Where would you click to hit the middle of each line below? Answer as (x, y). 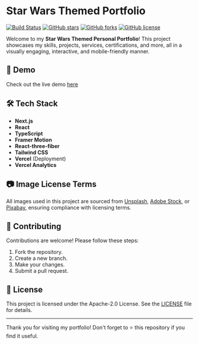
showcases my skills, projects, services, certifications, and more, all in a (94, 45)
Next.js (24, 121)
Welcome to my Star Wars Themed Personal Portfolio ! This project (88, 38)
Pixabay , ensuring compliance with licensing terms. (69, 208)
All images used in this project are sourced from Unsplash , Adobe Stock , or (98, 201)
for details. (19, 310)
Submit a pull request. (41, 271)
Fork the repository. (39, 252)
